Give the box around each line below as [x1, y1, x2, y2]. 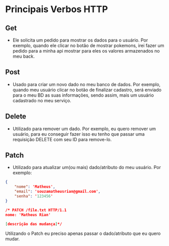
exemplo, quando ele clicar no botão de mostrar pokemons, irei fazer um [12, 43, 164, 49]
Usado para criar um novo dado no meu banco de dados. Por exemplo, [12, 81, 161, 87]
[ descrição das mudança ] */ [5, 221, 62, 226]
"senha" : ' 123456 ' [14, 194, 53, 199]
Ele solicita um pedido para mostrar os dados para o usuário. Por [12, 37, 148, 43]
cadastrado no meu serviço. [12, 97, 72, 103]
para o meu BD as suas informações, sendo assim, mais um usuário [12, 92, 154, 98]
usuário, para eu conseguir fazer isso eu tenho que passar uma [12, 131, 145, 137]
